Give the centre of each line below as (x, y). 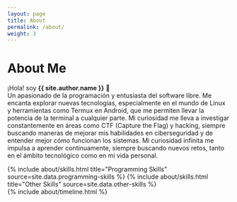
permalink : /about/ (36, 27)
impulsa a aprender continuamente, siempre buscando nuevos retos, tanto (116, 148)
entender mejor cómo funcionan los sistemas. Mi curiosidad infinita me (111, 141)
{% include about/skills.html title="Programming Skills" (87, 170)
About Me (37, 69)
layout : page (27, 14)
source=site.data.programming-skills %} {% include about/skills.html (108, 177)
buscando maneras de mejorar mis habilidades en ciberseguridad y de (110, 133)
